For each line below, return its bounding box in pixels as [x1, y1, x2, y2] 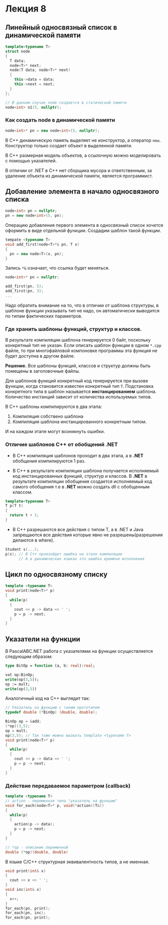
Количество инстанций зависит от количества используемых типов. [5, 394, 152, 400]
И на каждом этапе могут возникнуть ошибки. [5, 429, 105, 435]
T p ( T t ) [5, 503, 24, 509]
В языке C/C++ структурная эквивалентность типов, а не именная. [5, 859, 149, 865]
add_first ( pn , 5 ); [5, 284, 44, 289]
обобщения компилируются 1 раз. [12, 458, 86, 464]
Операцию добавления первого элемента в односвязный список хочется [5, 222, 163, 228]
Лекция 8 [5, 3, 47, 15]
